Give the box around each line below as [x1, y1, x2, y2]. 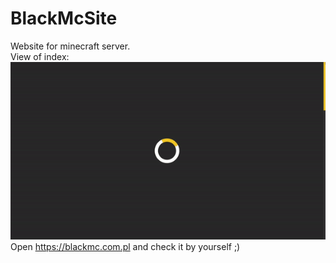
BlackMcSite [10, 7, 118, 30]
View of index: [10, 50, 70, 62]
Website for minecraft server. [10, 40, 131, 52]
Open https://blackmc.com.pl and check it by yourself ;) [10, 240, 241, 252]
